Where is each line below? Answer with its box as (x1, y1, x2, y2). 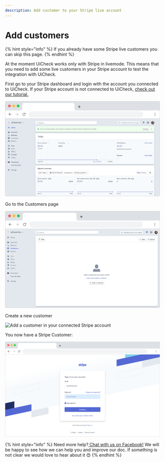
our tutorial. (5, 91, 28, 97)
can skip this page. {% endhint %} (5, 51, 75, 57)
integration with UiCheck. (5, 71, 56, 77)
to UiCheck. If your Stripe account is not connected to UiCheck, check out (5, 86, 155, 92)
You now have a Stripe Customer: (5, 332, 73, 338)
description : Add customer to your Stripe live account (5, 8, 122, 13)
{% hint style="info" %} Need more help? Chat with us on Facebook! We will (5, 441, 160, 447)
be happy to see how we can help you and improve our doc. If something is (5, 447, 158, 453)
